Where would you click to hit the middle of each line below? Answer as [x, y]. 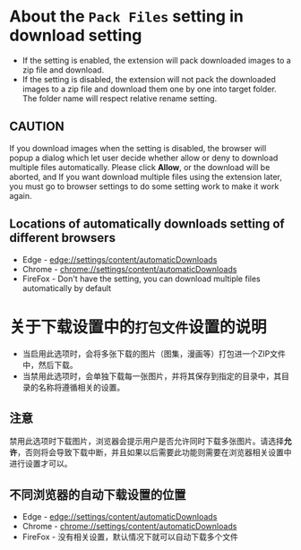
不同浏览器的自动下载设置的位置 [98, 494]
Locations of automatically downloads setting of [147, 224]
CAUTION [37, 127]
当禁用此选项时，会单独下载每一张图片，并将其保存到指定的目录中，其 [152, 376]
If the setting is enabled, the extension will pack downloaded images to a [156, 60]
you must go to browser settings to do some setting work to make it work [144, 186]
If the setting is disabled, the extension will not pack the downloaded [149, 79]
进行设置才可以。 [41, 464]
